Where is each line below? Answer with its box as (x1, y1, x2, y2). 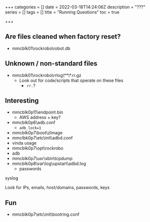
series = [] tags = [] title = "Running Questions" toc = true (5, 9, 120, 15)
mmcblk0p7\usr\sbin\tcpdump (12, 156, 73, 162)
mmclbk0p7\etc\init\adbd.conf (12, 135, 73, 141)
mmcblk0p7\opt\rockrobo (12, 145, 64, 151)
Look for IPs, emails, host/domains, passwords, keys (5, 185, 110, 191)
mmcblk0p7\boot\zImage (12, 130, 63, 136)
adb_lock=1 (19, 126, 42, 131)
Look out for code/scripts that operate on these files (19, 77, 123, 83)
